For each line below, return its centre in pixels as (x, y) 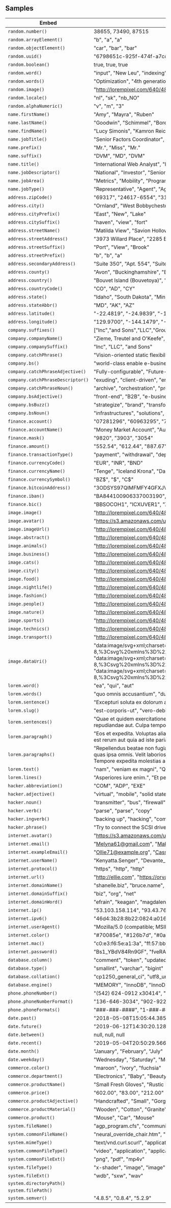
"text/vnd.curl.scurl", (118, 1142)
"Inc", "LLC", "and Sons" (123, 347)
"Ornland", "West (114, 205)
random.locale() (27, 98)
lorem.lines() (25, 777)
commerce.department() (35, 1076)
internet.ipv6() (27, 918)
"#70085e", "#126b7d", (123, 935)
